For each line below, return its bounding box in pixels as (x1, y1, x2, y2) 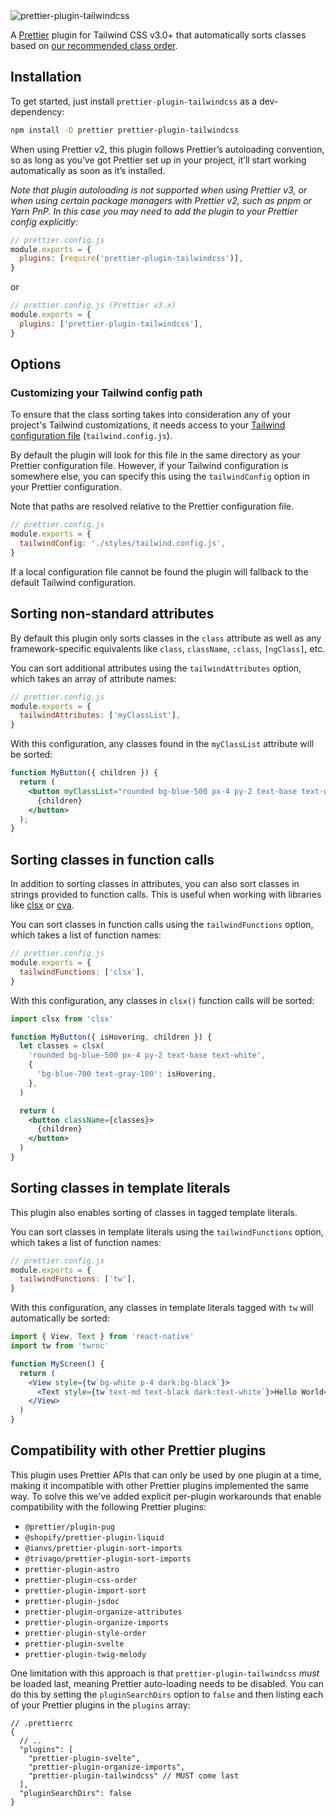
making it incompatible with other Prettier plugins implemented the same (10, 1479, 310, 1491)
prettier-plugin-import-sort (24, 1585, 147, 1596)
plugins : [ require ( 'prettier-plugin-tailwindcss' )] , (19, 254, 244, 264)
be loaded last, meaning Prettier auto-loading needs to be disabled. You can (10, 1677, 324, 1689)
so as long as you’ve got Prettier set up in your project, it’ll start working (10, 154, 307, 166)
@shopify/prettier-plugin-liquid (24, 1532, 165, 1543)
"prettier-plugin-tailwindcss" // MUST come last (28, 1770, 240, 1781)
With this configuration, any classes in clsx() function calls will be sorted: (10, 994, 315, 1006)
